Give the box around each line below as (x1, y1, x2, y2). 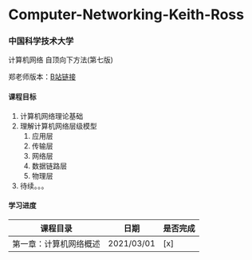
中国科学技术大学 (8, 36, 74, 47)
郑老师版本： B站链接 (8, 72, 77, 81)
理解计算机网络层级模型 (19, 121, 97, 131)
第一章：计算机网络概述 (12, 238, 101, 249)
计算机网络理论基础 (19, 111, 84, 120)
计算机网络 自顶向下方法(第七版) (8, 55, 114, 65)
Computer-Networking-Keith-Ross (8, 6, 245, 24)
